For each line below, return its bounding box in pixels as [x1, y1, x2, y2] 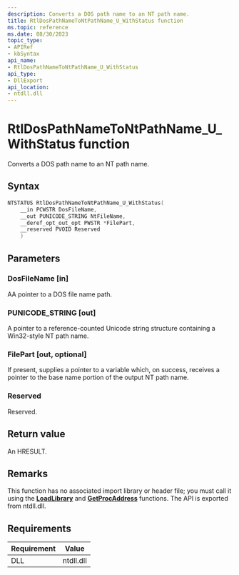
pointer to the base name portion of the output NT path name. [7, 373, 189, 382]
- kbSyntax [7, 51, 40, 58]
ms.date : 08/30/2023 [7, 30, 69, 38]
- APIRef [7, 44, 34, 51]
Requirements [7, 522, 71, 534]
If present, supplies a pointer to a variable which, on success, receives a [7, 366, 220, 374]
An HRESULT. [7, 447, 48, 456]
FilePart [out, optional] [7, 349, 87, 359]
